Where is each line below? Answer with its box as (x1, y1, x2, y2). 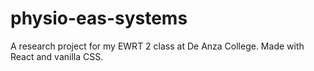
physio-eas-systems (10, 7, 188, 30)
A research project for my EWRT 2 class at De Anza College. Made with (10, 40, 305, 52)
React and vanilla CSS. (10, 50, 104, 62)
